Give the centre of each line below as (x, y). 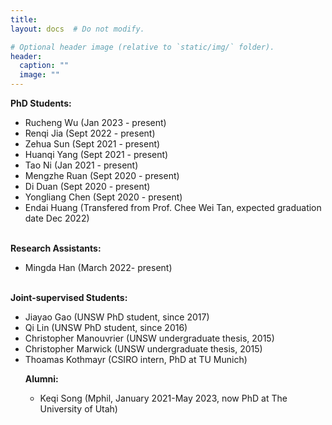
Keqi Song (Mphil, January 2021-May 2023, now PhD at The (163, 398)
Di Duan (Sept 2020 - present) (87, 186)
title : (24, 19)
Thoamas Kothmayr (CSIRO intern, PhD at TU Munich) (136, 359)
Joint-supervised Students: (69, 297)
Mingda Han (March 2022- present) (98, 267)
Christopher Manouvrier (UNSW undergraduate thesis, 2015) (149, 338)
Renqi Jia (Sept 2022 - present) (90, 133)
